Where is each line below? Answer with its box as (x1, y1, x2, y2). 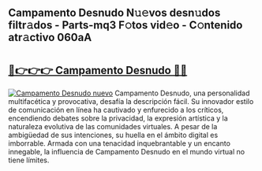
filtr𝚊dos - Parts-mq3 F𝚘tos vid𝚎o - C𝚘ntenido (8, 19, 243, 32)
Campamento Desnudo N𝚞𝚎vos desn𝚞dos (8, 6, 221, 20)
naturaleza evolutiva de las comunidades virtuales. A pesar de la (8, 122, 218, 131)
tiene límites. (8, 155, 50, 165)
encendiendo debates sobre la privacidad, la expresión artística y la (8, 113, 228, 123)
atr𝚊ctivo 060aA (8, 31, 92, 44)
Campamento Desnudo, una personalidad (114, 88, 250, 98)
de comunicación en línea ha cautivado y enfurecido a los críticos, (8, 106, 224, 114)
